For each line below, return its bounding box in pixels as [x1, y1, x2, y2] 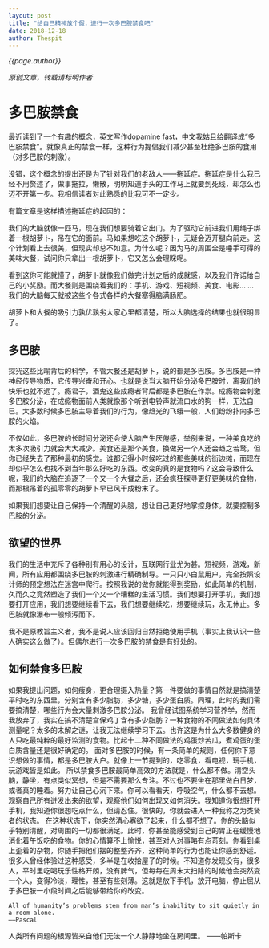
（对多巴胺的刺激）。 [8, 152, 75, 161]
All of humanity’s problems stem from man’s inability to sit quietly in [8, 901, 260, 909]
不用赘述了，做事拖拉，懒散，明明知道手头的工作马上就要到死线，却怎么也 [14, 179, 261, 189]
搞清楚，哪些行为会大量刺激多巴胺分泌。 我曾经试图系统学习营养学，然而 [14, 705, 256, 714]
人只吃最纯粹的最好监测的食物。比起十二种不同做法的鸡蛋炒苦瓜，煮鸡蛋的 [8, 735, 254, 745]
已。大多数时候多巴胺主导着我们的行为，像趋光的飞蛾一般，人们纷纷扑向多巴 [8, 406, 261, 416]
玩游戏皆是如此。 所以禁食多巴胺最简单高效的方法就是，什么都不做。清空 [8, 765, 249, 775]
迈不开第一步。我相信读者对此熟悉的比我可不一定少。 [8, 189, 184, 199]
